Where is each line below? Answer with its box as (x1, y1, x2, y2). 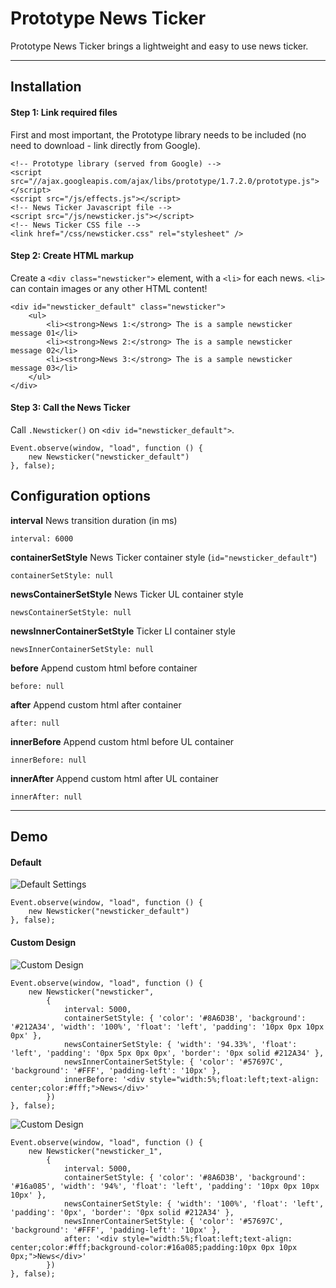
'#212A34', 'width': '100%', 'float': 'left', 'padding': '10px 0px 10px (10, 1022, 325, 1032)
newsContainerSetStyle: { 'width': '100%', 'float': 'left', (63, 1198, 325, 1209)
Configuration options (10, 488, 152, 505)
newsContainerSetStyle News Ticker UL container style (10, 588, 244, 600)
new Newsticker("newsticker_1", (28, 1146, 163, 1156)
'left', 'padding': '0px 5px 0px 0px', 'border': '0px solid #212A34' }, (10, 1048, 325, 1058)
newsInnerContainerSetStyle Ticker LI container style (10, 625, 237, 637)
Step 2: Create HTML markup (10, 250, 134, 262)
